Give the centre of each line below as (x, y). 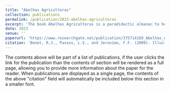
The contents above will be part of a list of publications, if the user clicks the (85, 57)
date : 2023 (17, 29)
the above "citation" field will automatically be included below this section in (84, 78)
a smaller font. (20, 84)
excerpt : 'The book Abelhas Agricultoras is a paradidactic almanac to (82, 24)
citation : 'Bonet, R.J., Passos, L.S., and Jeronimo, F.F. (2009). (78, 43)
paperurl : (16, 38)
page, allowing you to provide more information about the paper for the (79, 68)
